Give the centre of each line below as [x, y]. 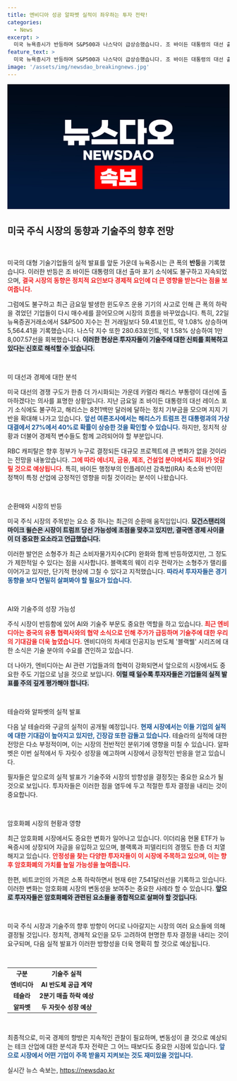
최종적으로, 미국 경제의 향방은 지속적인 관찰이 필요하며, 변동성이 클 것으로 [108, 1038]
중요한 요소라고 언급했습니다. [61, 539]
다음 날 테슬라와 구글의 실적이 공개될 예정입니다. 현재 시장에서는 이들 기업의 [110, 727]
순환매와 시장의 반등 [35, 506]
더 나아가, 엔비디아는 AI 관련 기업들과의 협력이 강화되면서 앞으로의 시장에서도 [113, 665]
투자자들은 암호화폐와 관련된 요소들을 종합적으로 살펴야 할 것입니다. [106, 898]
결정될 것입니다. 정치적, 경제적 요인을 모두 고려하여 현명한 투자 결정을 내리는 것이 [118, 935]
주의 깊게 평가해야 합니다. [55, 683]
